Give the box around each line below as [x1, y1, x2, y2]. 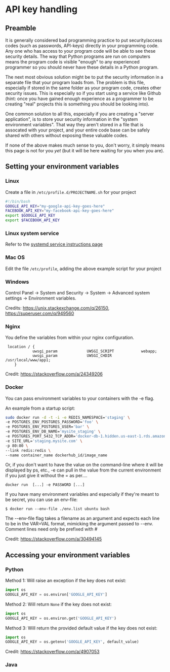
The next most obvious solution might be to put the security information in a [5, 74, 163, 80]
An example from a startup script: [5, 405, 75, 411]
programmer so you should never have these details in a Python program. [5, 64, 159, 70]
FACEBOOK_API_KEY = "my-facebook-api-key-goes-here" [5, 208, 114, 214]
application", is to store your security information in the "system [5, 116, 138, 122]
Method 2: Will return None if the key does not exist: [5, 601, 112, 607]
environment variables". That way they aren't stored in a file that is [5, 122, 144, 127]
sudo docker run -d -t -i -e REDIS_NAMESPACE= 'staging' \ [5, 415, 130, 420]
